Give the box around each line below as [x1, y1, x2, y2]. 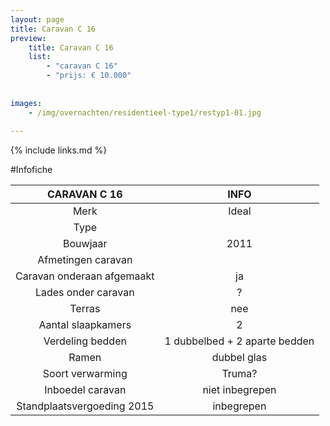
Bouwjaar [63, 237, 108, 251]
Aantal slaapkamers [38, 318, 132, 332]
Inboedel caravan [44, 383, 127, 397]
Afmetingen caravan [37, 253, 133, 267]
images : [10, 98, 43, 108]
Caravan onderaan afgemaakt [15, 269, 155, 283]
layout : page [10, 14, 65, 25]
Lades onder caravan [34, 286, 135, 300]
